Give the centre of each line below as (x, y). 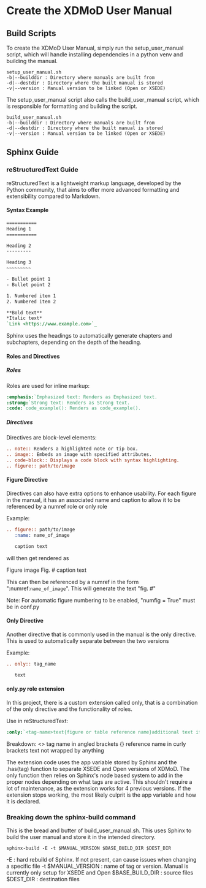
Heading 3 (19, 262)
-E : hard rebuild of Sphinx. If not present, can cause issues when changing (101, 859)
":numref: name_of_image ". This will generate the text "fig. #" (81, 588)
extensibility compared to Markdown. (53, 196)
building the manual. (32, 61)
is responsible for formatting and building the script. (72, 106)
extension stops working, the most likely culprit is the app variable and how (101, 795)
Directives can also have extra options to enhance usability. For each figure (101, 493)
